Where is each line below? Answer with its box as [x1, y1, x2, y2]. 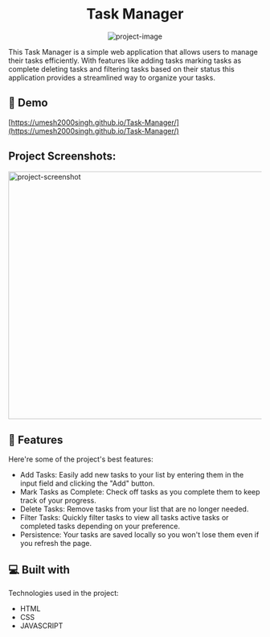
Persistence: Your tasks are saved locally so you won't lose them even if [19, 530, 260, 540]
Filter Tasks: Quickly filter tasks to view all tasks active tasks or [19, 513, 229, 523]
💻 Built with [8, 563, 71, 577]
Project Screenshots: [8, 150, 117, 163]
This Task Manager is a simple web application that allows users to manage [8, 47, 259, 56]
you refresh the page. [19, 539, 92, 548]
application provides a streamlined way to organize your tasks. [8, 72, 215, 82]
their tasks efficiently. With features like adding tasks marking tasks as [8, 56, 242, 65]
